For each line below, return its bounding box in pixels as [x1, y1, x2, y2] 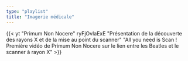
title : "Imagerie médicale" [6, 14, 75, 20]
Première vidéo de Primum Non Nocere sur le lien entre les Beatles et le [6, 42, 179, 49]
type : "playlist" [6, 8, 49, 15]
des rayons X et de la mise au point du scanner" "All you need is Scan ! [6, 36, 177, 43]
